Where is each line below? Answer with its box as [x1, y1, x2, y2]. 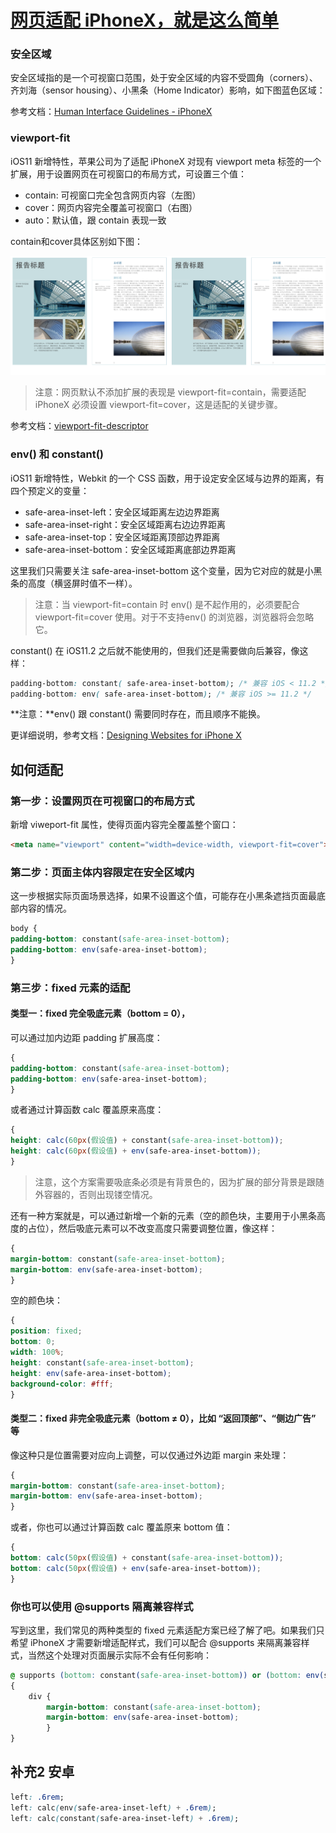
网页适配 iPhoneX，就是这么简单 [10, 9, 279, 32]
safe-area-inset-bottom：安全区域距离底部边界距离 [24, 543, 237, 555]
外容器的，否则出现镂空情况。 [34, 1188, 158, 1200]
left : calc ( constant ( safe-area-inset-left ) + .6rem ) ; [10, 1813, 240, 1823]
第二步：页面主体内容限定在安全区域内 [10, 865, 195, 879]
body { [10, 924, 38, 934]
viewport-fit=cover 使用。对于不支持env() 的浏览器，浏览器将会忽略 [34, 611, 315, 623]
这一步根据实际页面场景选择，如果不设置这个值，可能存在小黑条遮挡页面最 [10, 890, 317, 902]
